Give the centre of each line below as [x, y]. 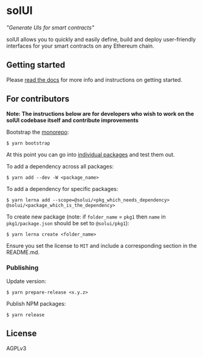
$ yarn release [26, 315]
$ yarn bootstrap [28, 143]
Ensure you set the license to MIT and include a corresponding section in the [102, 245]
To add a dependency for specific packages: [62, 189]
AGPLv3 [16, 348]
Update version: [26, 281]
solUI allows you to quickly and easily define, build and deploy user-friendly [101, 39]
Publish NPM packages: [36, 303]
